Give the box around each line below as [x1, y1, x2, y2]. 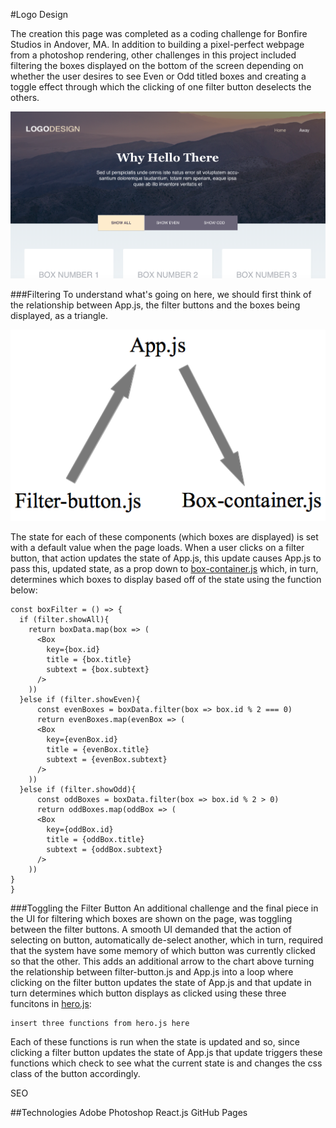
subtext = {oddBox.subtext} [46, 845, 163, 855]
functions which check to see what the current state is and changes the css [10, 1057, 323, 1069]
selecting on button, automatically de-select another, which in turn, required [10, 934, 324, 946]
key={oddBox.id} [46, 825, 114, 835]
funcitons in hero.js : [10, 998, 92, 1010]
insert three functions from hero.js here [10, 1019, 190, 1029]
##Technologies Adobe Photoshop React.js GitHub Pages [10, 1107, 248, 1119]
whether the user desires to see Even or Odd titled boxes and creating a [10, 70, 307, 82]
